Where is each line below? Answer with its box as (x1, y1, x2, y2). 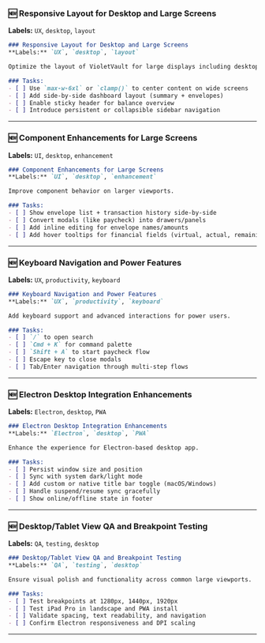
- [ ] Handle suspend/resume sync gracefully (8, 487, 160, 495)
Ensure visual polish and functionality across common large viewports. (8, 575, 252, 584)
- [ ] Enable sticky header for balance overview (8, 99, 175, 107)
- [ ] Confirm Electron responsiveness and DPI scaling (8, 619, 196, 627)
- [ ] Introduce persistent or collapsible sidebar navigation (8, 107, 221, 115)
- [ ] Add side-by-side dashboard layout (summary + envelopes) (8, 92, 224, 100)
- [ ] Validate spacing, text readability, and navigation (8, 612, 207, 620)
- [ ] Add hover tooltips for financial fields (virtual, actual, (8, 231, 231, 239)
